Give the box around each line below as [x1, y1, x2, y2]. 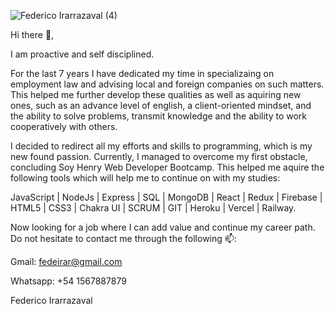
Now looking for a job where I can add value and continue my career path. [10, 221, 316, 233]
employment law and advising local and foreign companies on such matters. [10, 78, 325, 90]
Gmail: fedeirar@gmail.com [10, 256, 123, 267]
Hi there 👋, [10, 29, 55, 40]
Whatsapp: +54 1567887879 [10, 275, 127, 287]
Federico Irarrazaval [10, 295, 93, 306]
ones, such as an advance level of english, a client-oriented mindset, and [10, 100, 312, 111]
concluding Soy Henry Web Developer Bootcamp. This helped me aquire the [10, 161, 325, 173]
